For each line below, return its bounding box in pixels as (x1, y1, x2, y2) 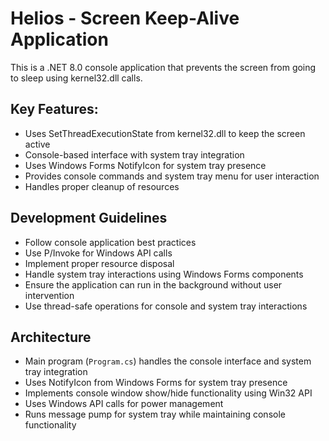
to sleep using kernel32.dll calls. (10, 72, 143, 84)
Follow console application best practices (24, 236, 197, 248)
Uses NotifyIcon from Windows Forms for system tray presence (24, 377, 288, 389)
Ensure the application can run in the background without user (24, 278, 283, 291)
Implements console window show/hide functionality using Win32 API (24, 387, 313, 399)
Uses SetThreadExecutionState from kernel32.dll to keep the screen (24, 127, 306, 139)
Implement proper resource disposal (24, 257, 175, 269)
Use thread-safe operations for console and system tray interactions (24, 300, 308, 312)
